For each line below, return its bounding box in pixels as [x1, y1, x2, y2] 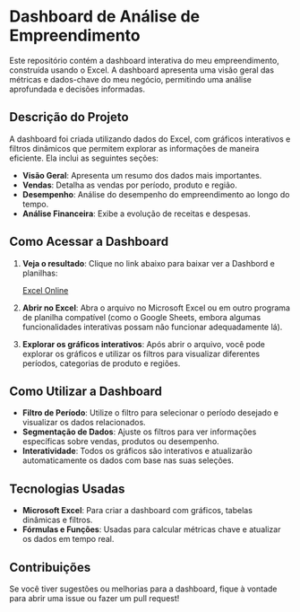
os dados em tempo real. [21, 534, 115, 545]
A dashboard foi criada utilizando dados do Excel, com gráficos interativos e [9, 133, 291, 144]
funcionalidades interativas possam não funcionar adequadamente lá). [21, 321, 283, 332]
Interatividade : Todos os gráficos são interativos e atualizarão [21, 446, 253, 457]
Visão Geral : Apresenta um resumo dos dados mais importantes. [21, 170, 262, 180]
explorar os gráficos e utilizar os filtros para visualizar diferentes [21, 348, 261, 359]
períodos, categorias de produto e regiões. [21, 357, 181, 369]
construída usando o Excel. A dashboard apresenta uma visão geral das [9, 65, 275, 75]
